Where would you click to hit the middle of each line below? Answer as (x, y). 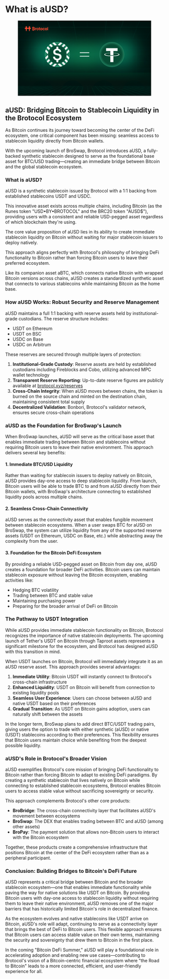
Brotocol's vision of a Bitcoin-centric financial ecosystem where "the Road (82, 961)
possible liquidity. (23, 745)
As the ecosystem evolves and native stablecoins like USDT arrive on (77, 919)
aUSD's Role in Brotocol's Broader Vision (56, 758)
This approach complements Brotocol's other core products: (68, 801)
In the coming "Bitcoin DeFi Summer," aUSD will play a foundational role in (82, 950)
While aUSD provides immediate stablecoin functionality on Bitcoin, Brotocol (84, 630)
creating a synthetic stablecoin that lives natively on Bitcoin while (73, 780)
